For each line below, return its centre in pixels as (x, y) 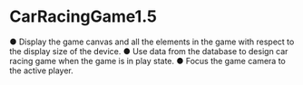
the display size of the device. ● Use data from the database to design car (149, 51)
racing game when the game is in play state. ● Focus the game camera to (147, 61)
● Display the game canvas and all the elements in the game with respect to (152, 42)
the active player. (42, 71)
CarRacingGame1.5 (83, 17)
